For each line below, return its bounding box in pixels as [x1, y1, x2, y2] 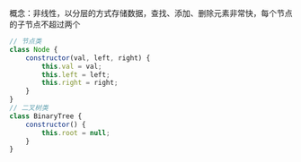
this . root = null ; [41, 128, 111, 137]
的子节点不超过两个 [9, 19, 81, 30]
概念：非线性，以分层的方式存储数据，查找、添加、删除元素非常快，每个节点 [9, 8, 293, 18]
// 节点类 [9, 37, 42, 46]
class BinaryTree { [9, 111, 83, 121]
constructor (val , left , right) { [25, 53, 151, 63]
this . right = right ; [41, 79, 119, 88]
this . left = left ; [41, 70, 111, 79]
